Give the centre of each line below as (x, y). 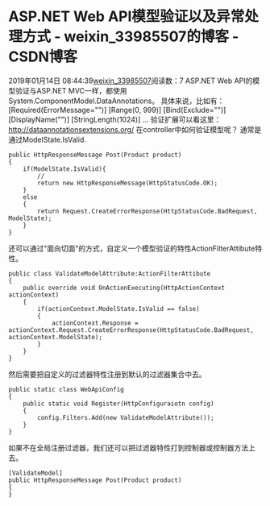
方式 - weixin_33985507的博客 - (131, 37)
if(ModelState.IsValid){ (64, 169)
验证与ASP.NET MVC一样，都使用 (71, 90)
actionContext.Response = (95, 323)
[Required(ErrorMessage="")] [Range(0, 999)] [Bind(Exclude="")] (117, 110)
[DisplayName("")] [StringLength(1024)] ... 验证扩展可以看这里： (115, 119)
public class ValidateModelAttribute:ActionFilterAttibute (110, 274)
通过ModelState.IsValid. (48, 139)
